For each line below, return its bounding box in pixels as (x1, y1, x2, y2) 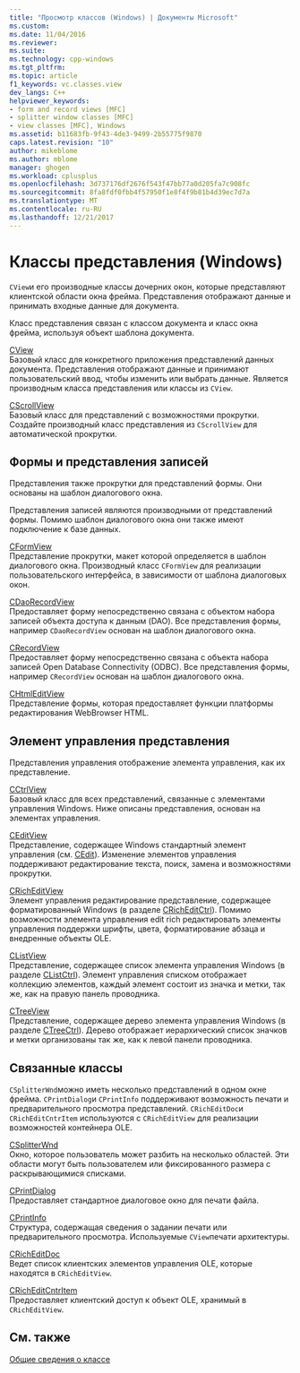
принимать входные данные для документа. (9, 300, 180, 311)
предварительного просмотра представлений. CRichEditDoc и (9, 1103, 244, 1113)
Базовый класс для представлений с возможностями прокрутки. (9, 409, 260, 420)
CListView (9, 950, 47, 961)
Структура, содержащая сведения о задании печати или (9, 1222, 227, 1232)
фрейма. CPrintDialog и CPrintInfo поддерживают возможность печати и (9, 1094, 289, 1104)
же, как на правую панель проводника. (9, 989, 160, 1000)
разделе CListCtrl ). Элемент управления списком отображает (9, 969, 248, 981)
